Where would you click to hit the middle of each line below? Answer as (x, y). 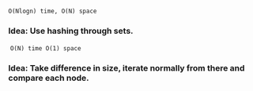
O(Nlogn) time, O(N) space (53, 11)
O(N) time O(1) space (45, 49)
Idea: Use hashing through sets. (71, 31)
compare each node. (49, 78)
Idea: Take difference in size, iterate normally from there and (126, 68)
